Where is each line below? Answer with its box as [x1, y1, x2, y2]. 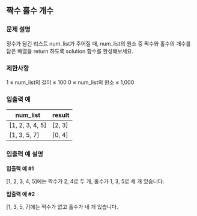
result [52, 111, 70, 119]
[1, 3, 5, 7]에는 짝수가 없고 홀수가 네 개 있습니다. [6, 203, 118, 210]
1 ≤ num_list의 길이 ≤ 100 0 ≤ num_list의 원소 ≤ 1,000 [6, 79, 135, 86]
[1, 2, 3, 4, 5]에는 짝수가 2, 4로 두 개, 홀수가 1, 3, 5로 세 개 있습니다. [6, 178, 165, 185]
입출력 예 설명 [6, 150, 44, 158]
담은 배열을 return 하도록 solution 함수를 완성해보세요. [6, 47, 134, 55]
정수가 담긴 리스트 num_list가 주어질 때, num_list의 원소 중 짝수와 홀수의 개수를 [6, 40, 191, 47]
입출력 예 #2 [6, 190, 35, 197]
